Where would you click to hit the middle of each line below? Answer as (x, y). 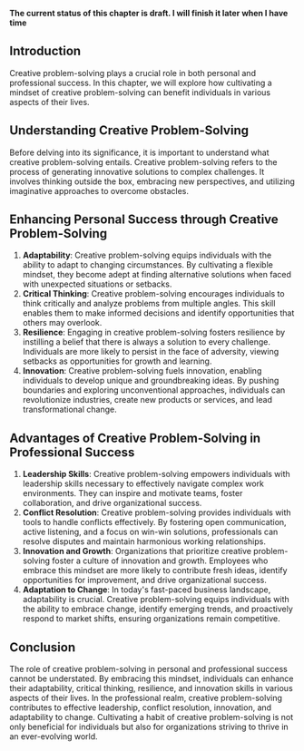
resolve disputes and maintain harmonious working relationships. (144, 541)
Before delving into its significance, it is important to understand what (139, 152)
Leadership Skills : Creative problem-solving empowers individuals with (156, 474)
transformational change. (69, 410)
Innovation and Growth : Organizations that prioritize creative (137, 551)
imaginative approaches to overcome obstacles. (99, 190)
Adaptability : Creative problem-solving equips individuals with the (147, 255)
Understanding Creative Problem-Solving (129, 131)
